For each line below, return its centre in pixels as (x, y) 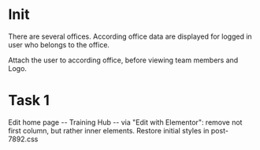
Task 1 (29, 101)
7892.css (23, 139)
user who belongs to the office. (59, 44)
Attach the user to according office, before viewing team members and (123, 60)
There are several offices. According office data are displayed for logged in (130, 36)
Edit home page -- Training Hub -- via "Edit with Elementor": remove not (125, 122)
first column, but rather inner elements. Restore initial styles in (109, 130)
